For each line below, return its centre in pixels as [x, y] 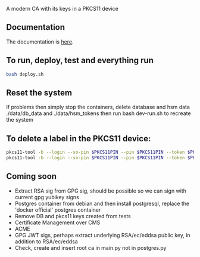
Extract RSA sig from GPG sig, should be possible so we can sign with [100, 191]
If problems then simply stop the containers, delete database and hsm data [98, 107]
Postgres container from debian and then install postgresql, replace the [102, 203]
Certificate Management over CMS [57, 222]
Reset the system [39, 93]
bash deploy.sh [25, 74]
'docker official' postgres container [58, 210]
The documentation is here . [40, 42]
